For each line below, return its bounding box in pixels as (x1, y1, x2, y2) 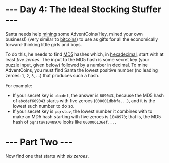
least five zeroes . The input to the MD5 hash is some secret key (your (5, 56, 150, 62)
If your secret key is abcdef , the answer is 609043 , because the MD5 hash (12, 92, 164, 98)
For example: (5, 82, 33, 89)
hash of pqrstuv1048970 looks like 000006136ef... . (12, 119, 116, 125)
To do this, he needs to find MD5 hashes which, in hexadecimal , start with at (5, 51, 164, 57)
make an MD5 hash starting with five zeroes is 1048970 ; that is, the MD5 (12, 113, 161, 119)
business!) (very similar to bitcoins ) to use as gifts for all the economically (5, 36, 158, 42)
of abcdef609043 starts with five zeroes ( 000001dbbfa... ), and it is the (12, 97, 155, 104)
